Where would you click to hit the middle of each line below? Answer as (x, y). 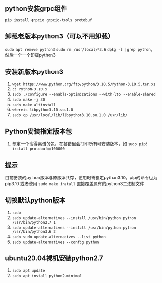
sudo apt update (28, 271)
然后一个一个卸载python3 (30, 55)
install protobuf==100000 (38, 149)
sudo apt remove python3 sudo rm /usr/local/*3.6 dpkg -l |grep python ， (80, 49)
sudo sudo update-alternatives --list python (59, 237)
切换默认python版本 (35, 201)
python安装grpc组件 (36, 9)
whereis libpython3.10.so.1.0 (43, 110)
